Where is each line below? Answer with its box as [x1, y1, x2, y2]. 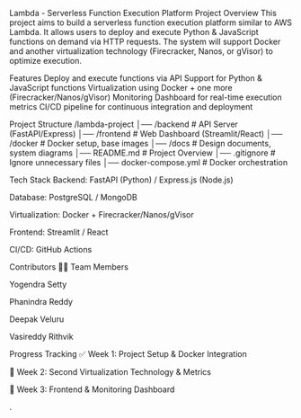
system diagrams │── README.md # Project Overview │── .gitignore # [9, 147, 276, 158]
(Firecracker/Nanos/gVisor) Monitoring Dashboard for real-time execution [9, 92, 282, 102]
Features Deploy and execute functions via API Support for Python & [9, 73, 262, 84]
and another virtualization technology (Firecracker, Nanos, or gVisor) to [9, 46, 274, 57]
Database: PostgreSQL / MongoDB [9, 192, 137, 202]
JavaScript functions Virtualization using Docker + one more [9, 83, 233, 93]
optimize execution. [9, 56, 83, 66]
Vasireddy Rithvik [9, 332, 74, 342]
